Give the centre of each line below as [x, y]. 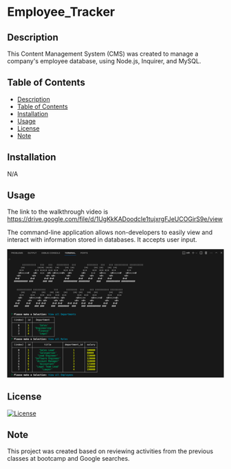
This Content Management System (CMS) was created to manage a [103, 54]
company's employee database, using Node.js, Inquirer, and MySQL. [104, 61]
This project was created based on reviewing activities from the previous [110, 451]
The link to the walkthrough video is [58, 212]
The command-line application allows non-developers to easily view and [110, 232]
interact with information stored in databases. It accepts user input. [102, 240]
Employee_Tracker [61, 12]
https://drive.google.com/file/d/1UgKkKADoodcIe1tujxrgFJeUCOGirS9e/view [115, 219]
